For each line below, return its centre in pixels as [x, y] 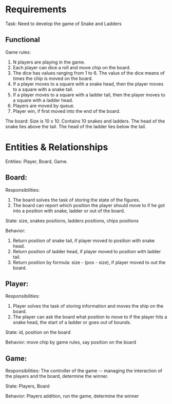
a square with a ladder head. [43, 100]
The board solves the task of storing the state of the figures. [76, 200]
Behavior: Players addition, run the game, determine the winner [72, 396]
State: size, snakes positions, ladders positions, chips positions [72, 220]
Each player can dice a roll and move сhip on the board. [72, 67]
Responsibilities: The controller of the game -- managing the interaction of [84, 371]
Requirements [36, 9]
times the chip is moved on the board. [53, 78]
